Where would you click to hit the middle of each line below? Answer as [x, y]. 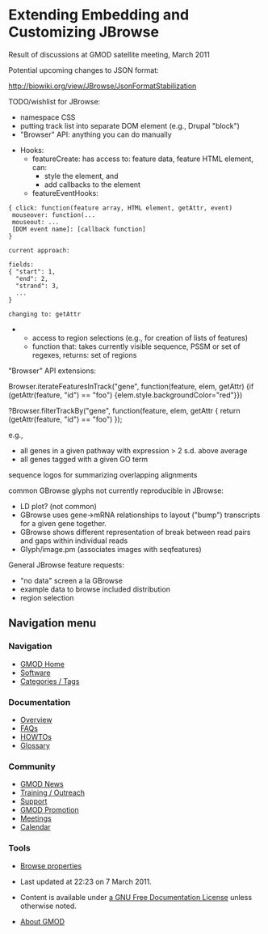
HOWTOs [36, 737]
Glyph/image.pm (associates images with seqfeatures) [111, 549]
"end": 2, [32, 278]
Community [32, 766]
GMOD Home [42, 664]
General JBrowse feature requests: [67, 565]
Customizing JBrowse [84, 32]
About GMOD [42, 921]
